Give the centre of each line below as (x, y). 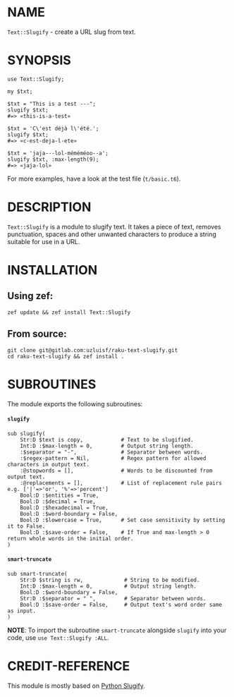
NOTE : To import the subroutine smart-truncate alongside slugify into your (117, 630)
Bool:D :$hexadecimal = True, (64, 508)
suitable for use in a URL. (44, 241)
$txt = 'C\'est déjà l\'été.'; (53, 128)
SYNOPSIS (39, 60)
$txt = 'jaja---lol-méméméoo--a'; (58, 153)
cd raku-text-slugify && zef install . (66, 356)
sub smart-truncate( (38, 574)
